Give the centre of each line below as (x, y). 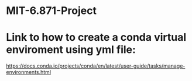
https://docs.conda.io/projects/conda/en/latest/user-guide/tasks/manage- (96, 66)
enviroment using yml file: (71, 50)
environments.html (29, 72)
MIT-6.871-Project (51, 11)
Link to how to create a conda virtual (96, 38)
